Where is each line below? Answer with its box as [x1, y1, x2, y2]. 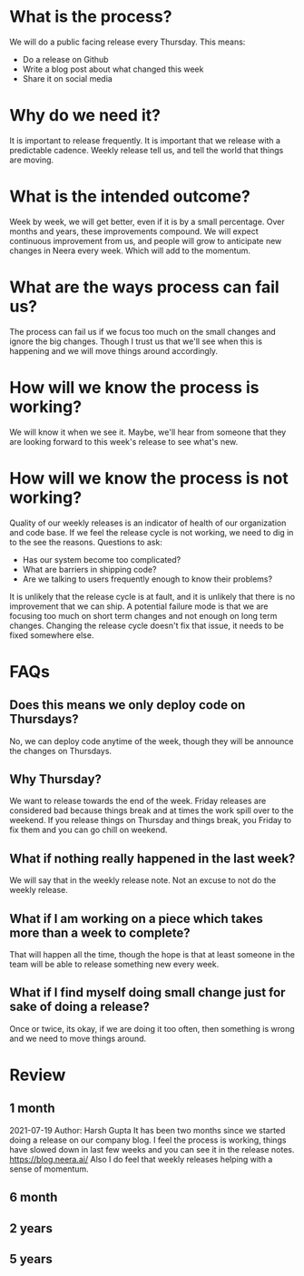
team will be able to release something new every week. [9, 959, 220, 970]
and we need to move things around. [9, 1033, 147, 1044]
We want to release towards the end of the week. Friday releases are [9, 796, 267, 807]
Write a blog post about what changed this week [22, 64, 204, 74]
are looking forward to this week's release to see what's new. [9, 436, 239, 447]
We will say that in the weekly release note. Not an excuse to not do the [9, 875, 277, 886]
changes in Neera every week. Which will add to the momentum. [9, 245, 251, 256]
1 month [9, 1101, 55, 1116]
